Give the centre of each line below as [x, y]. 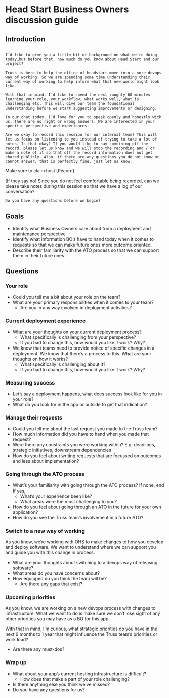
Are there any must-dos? [38, 649]
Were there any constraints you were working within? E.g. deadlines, [84, 445]
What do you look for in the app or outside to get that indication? [80, 405]
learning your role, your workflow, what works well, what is [72, 99]
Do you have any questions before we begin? [53, 201]
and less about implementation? [46, 461]
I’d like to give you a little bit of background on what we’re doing [81, 55]
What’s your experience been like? [56, 496]
